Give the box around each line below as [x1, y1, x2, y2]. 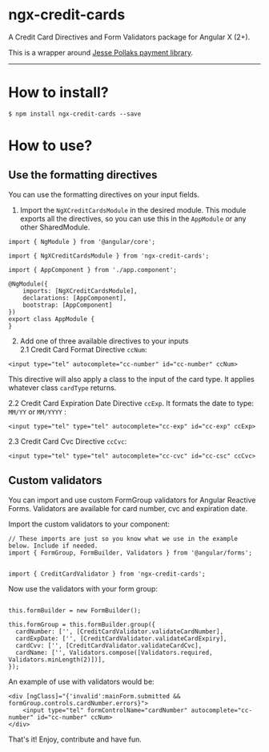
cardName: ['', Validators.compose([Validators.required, [15, 648, 214, 656]
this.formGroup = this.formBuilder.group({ [8, 620, 156, 628]
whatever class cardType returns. [8, 383, 117, 392]
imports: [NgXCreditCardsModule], [22, 287, 138, 295]
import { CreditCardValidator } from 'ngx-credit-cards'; [8, 570, 206, 578]
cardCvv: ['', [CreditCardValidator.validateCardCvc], [15, 641, 203, 649]
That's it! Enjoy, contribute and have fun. [8, 734, 143, 744]
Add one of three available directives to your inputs [19, 335, 189, 346]
